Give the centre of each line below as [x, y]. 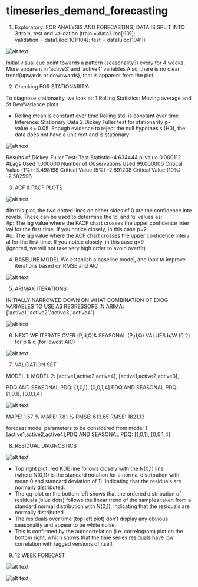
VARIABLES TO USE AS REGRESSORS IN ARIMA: [65, 306]
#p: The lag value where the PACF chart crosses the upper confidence [92, 223]
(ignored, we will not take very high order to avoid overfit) [76, 248]
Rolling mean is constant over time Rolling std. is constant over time [97, 116]
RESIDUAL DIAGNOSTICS [46, 445]
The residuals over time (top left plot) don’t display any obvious [91, 519]
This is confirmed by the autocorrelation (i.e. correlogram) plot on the [99, 531]
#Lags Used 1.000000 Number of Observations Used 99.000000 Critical [94, 163]
